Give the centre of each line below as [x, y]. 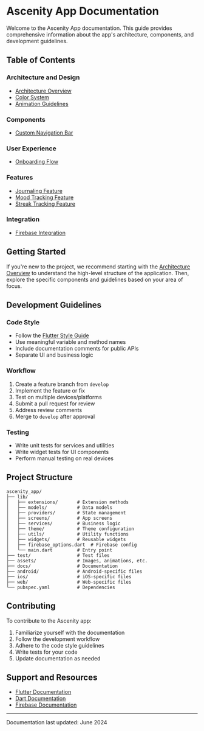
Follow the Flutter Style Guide [52, 335]
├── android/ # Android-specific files [74, 571]
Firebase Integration [40, 233]
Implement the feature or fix [50, 390]
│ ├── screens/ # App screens [59, 518]
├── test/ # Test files [58, 555]
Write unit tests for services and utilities [65, 445]
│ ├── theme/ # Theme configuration [70, 529]
